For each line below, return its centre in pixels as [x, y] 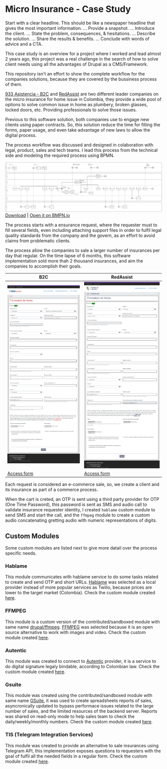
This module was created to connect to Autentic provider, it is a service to [81, 661]
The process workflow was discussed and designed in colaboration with [79, 144]
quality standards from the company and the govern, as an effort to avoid [80, 235]
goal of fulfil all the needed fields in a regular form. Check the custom [76, 756]
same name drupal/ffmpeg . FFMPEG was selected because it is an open [79, 627]
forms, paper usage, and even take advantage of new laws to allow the [78, 130]
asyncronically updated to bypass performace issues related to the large [80, 706]
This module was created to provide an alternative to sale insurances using [82, 745]
